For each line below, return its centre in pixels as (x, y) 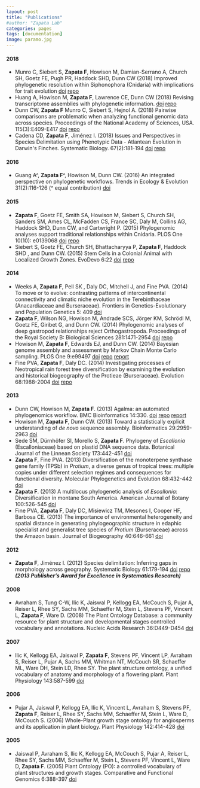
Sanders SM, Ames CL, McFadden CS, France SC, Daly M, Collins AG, (101, 221)
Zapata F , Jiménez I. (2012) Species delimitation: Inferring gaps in (96, 563)
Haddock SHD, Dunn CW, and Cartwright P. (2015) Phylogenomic (95, 227)
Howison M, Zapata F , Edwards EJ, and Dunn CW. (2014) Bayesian (97, 343)
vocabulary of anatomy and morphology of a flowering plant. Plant (96, 674)
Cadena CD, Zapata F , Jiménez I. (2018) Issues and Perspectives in (98, 136)
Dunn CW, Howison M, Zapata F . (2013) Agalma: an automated (92, 409)
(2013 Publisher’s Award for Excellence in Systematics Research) (98, 576)
